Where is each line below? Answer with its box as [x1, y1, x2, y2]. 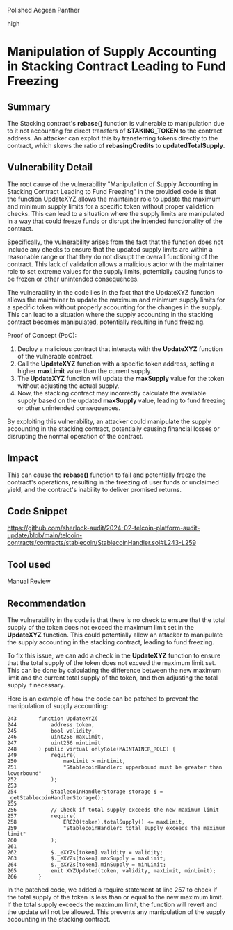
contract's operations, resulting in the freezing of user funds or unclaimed [7, 478, 219, 486]
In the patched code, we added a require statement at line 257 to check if [7, 886, 218, 894]
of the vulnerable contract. [17, 352, 94, 360]
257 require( [7, 813, 77, 819]
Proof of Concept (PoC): [7, 331, 77, 339]
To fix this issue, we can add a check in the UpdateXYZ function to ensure [7, 651, 221, 660]
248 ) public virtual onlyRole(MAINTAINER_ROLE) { [7, 746, 176, 753]
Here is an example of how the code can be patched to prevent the [7, 694, 200, 703]
